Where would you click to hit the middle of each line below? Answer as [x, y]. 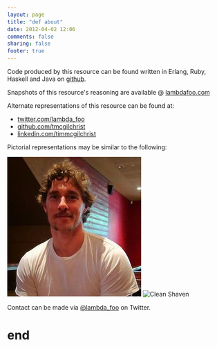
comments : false [30, 37]
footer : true [26, 51]
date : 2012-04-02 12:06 [41, 29]
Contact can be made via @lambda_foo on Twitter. [79, 307]
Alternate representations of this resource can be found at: [91, 106]
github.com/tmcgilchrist [51, 126]
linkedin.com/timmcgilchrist [57, 134]
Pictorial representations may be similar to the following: [87, 147]
